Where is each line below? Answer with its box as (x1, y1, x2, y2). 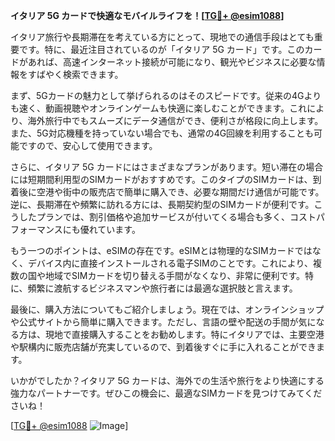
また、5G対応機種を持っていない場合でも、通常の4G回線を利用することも (10, 127, 315, 139)
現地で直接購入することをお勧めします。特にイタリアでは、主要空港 (44, 329, 325, 340)
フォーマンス (10, 224, 63, 235)
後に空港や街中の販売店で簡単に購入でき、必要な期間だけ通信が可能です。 (18, 186, 325, 198)
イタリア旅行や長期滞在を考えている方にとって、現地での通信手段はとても (10, 31, 315, 43)
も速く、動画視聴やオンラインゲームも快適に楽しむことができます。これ (10, 102, 308, 114)
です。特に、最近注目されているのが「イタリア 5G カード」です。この (18, 44, 305, 55)
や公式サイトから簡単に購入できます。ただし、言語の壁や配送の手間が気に (10, 316, 317, 328)
